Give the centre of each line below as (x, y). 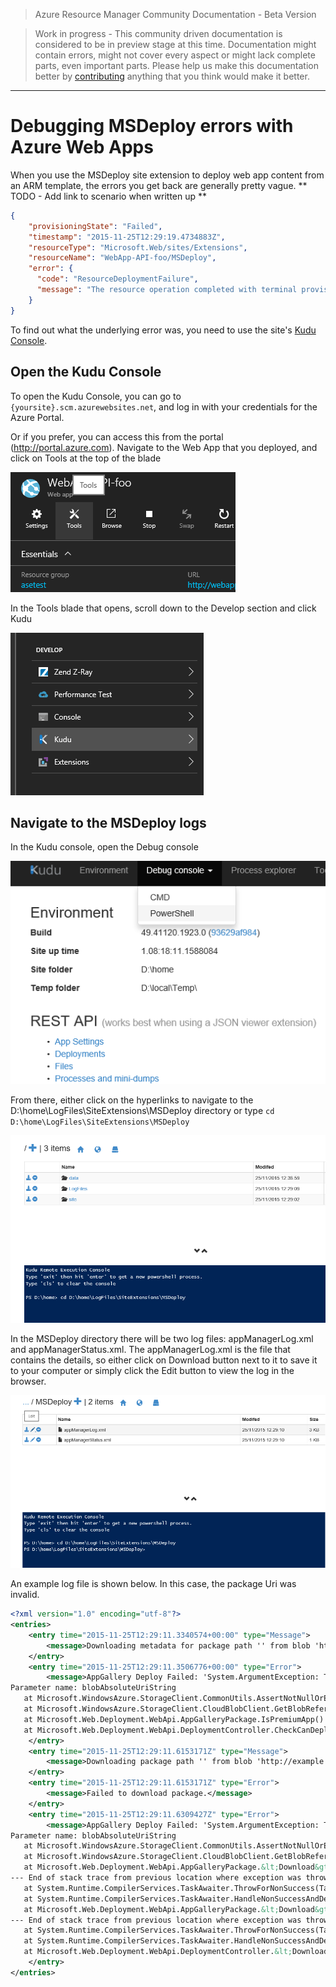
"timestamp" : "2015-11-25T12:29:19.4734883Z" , (127, 237)
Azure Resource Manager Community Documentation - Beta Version (175, 14)
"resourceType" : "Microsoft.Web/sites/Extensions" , (138, 247)
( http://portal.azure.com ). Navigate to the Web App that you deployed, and (164, 447)
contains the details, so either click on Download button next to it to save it (164, 1360)
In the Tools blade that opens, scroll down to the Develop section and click (163, 608)
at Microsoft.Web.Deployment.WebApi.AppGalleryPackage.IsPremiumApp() (174, 1719)
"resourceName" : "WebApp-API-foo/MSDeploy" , (122, 258)
